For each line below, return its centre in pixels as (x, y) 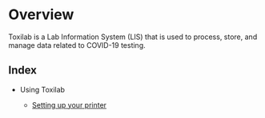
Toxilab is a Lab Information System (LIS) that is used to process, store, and (133, 37)
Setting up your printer (69, 104)
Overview (41, 15)
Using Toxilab (42, 89)
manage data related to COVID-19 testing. (77, 45)
